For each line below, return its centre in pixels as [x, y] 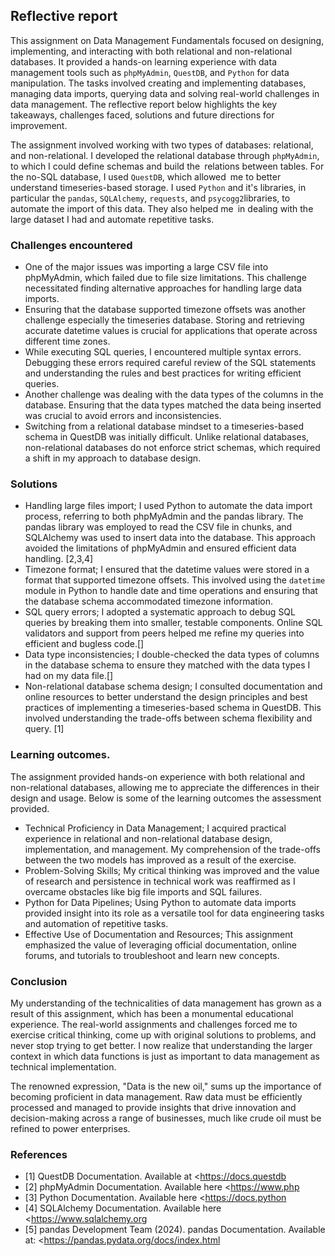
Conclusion [39, 981]
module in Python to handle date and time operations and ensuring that [171, 591]
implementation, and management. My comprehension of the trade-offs [172, 849]
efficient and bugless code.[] [84, 644]
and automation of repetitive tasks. [96, 923]
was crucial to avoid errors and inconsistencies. [123, 416]
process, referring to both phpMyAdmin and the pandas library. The [164, 516]
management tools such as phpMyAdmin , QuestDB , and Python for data [150, 72]
